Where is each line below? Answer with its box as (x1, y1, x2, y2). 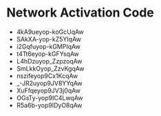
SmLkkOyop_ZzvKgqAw (16, 64, 85, 72)
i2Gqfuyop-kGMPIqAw (16, 42, 80, 50)
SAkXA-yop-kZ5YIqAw (16, 35, 82, 43)
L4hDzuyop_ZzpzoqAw (16, 57, 83, 65)
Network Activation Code (6, 5, 154, 21)
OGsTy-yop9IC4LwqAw (16, 93, 83, 101)
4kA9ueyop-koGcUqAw (16, 28, 84, 36)
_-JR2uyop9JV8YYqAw (16, 79, 83, 87)
